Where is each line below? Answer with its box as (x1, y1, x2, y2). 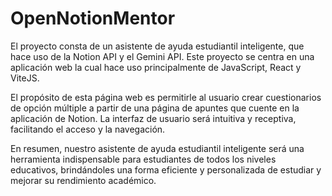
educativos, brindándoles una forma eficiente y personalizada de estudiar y (10, 163, 322, 176)
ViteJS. (10, 72, 40, 84)
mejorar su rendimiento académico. (10, 174, 157, 186)
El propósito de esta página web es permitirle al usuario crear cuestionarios (10, 91, 322, 103)
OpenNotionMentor (10, 7, 176, 30)
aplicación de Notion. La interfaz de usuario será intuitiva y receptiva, (10, 112, 297, 124)
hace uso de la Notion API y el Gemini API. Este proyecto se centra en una (10, 50, 315, 62)
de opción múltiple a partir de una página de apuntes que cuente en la (10, 102, 300, 114)
